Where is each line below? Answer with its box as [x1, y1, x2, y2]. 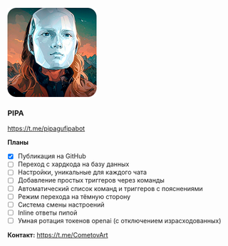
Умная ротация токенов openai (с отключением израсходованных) [17, 216, 222, 225]
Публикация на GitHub [17, 152, 87, 160]
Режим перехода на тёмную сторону [17, 192, 131, 200]
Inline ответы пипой [17, 208, 78, 217]
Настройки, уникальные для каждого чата [17, 168, 147, 177]
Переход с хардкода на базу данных [17, 160, 130, 168]
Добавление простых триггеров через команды [17, 176, 165, 185]
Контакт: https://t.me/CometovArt [7, 230, 108, 239]
